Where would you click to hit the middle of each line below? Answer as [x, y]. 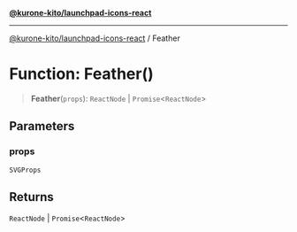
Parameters [42, 126]
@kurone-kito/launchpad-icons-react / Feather [95, 38]
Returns [32, 197]
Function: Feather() [82, 74]
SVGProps [25, 170]
